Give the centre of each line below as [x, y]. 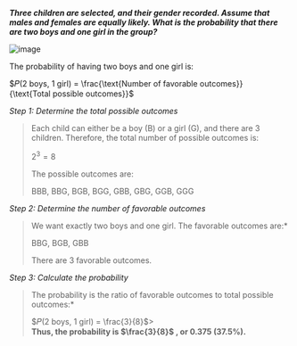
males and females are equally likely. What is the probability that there [144, 22]
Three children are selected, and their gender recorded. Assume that [140, 13]
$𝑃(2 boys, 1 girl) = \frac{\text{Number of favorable [103, 83]
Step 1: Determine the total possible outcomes [94, 111]
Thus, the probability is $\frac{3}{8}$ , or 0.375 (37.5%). [139, 331]
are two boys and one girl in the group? [83, 32]
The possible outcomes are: [82, 174]
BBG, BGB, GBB [60, 243]
